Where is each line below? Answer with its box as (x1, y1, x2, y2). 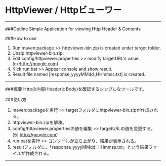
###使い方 (5, 96, 27, 102)
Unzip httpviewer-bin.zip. (12, 50, 64, 56)
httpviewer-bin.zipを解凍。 (12, 119, 67, 125)
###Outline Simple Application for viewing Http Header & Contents (5, 26, 141, 32)
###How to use (5, 35, 37, 41)
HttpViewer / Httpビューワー (5, 4, 122, 16)
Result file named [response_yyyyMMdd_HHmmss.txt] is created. (12, 71, 146, 77)
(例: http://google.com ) (12, 131, 58, 137)
